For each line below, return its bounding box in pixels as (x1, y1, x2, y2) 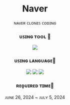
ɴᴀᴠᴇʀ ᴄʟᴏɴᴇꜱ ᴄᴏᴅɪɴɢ (13, 19, 56, 25)
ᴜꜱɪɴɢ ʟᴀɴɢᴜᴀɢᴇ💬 (14, 57, 56, 64)
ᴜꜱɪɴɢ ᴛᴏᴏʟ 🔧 (19, 33, 51, 40)
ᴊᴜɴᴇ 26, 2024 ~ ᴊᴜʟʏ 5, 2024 (5, 94, 65, 100)
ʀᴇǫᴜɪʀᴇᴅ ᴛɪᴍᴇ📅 (15, 82, 54, 89)
